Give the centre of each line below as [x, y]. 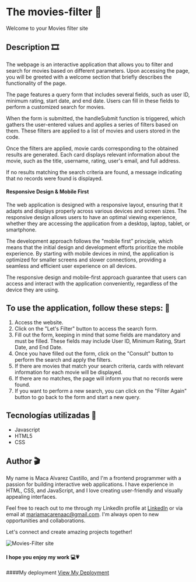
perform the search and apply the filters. [63, 359]
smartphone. [21, 229]
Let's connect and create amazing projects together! [69, 532]
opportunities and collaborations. [46, 520]
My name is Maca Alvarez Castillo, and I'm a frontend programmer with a [94, 478]
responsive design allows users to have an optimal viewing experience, [91, 217]
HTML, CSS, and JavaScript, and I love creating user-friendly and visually [94, 491]
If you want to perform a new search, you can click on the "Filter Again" [101, 391]
